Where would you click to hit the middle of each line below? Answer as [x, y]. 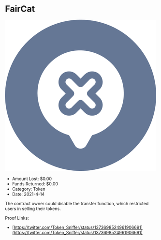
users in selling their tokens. [33, 209]
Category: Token [29, 189]
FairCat [20, 9]
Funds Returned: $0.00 [35, 184]
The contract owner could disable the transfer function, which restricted [77, 203]
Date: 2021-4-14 [28, 194]
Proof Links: [17, 218]
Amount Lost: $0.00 [32, 179]
